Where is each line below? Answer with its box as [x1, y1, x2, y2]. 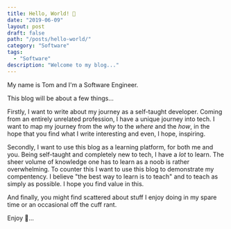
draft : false [7, 29, 45, 37]
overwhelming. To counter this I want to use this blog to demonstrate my [7, 165, 214, 173]
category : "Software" [7, 42, 70, 49]
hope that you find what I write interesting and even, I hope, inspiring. [7, 129, 206, 138]
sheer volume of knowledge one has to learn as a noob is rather [7, 157, 190, 166]
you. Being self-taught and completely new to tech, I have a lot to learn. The [7, 150, 224, 158]
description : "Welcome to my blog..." [7, 62, 119, 68]
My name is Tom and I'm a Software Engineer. [7, 80, 139, 89]
